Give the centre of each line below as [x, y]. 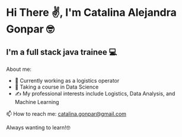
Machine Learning [37, 102]
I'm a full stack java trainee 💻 [62, 52]
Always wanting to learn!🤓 [38, 128]
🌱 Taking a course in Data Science [57, 87]
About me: [19, 69]
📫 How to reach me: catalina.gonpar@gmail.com [66, 114]
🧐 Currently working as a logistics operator [67, 81]
